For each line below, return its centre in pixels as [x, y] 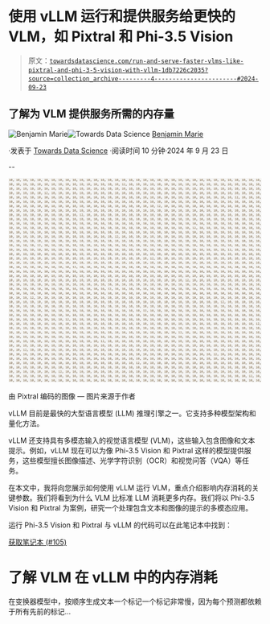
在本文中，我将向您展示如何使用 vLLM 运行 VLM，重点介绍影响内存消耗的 [130, 487]
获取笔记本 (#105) [37, 542]
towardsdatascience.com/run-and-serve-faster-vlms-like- [147, 61]
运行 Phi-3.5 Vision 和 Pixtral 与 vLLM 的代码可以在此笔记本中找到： [121, 525]
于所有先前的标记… [40, 611]
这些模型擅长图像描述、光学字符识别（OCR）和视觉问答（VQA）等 [132, 461]
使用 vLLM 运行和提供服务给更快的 [122, 17]
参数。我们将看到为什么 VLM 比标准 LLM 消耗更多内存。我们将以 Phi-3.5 [135, 498]
